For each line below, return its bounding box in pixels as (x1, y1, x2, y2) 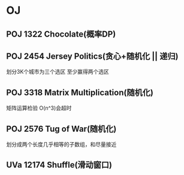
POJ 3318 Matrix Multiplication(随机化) (6, 87, 154, 98)
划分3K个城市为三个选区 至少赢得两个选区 (6, 68, 109, 76)
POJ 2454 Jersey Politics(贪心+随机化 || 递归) (6, 51, 179, 61)
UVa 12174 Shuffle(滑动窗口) (6, 160, 113, 170)
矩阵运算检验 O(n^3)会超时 (6, 104, 72, 111)
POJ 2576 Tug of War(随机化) (6, 123, 117, 134)
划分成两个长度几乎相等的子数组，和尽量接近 (6, 141, 117, 148)
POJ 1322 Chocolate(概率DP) (6, 29, 116, 39)
